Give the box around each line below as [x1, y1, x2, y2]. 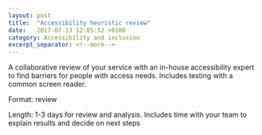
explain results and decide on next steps [8, 118, 141, 128]
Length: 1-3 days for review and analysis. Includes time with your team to [8, 110, 248, 119]
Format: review [8, 95, 57, 104]
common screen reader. [8, 80, 87, 89]
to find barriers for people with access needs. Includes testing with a [8, 71, 233, 81]
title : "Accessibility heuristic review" [8, 19, 151, 27]
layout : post [8, 11, 52, 20]
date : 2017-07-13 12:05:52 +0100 [8, 26, 126, 34]
